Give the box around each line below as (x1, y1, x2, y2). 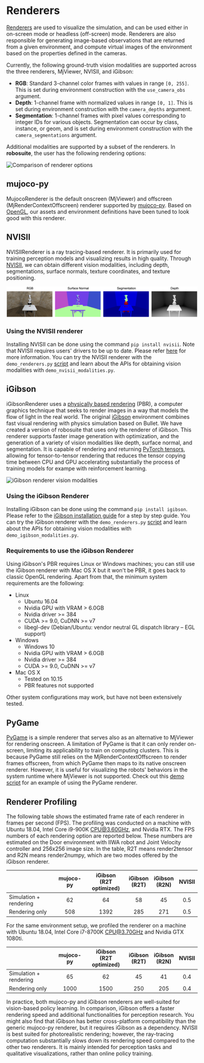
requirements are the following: (6, 580, 84, 587)
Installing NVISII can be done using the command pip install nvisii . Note (6, 341, 195, 348)
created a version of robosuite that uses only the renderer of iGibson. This (6, 426, 192, 433)
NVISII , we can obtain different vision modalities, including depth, (6, 261, 169, 268)
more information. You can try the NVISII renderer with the (6, 354, 152, 361)
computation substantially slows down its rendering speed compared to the (6, 1037, 195, 1044)
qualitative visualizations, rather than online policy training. (6, 1050, 153, 1058)
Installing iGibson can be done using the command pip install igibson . (6, 506, 188, 513)
